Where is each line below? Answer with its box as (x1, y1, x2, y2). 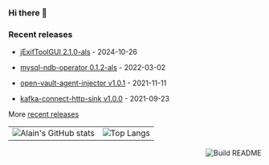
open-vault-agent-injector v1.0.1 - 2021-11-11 (19, 78, 167, 88)
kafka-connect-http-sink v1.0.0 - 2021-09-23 (19, 94, 170, 104)
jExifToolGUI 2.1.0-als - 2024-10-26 (19, 47, 138, 57)
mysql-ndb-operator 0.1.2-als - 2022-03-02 (19, 63, 166, 72)
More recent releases (8, 109, 79, 119)
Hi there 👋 (8, 7, 48, 19)
